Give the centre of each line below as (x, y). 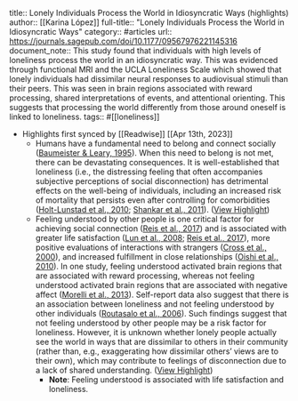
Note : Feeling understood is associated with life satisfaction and (166, 380)
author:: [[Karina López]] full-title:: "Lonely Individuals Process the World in (147, 22)
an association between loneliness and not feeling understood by (155, 304)
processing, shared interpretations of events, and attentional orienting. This (147, 98)
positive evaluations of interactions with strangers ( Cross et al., (151, 247)
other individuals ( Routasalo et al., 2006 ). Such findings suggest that (161, 313)
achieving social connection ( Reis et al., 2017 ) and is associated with (161, 229)
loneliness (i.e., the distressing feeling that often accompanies (149, 172)
